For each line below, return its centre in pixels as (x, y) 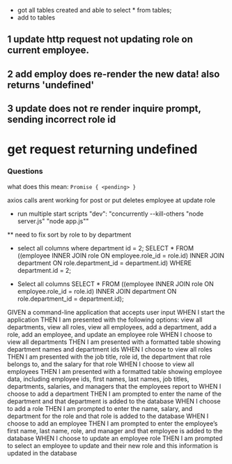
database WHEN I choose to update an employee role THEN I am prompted (115, 438)
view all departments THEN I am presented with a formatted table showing (114, 342)
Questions (25, 172)
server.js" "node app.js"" (53, 221)
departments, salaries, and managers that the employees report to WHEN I (114, 386)
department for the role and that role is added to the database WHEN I (108, 416)
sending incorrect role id (62, 120)
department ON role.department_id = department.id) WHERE (104, 263)
